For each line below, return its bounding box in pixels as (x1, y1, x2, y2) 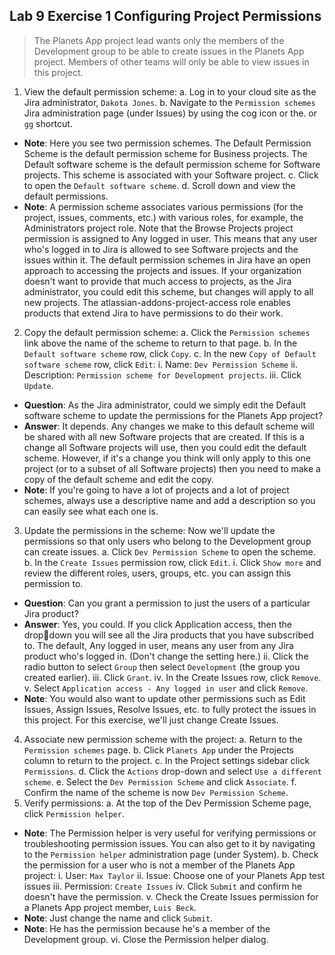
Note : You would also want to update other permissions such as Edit (23, 692, 306, 704)
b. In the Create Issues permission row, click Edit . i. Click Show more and (23, 556, 322, 568)
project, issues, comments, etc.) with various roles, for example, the (23, 211, 304, 223)
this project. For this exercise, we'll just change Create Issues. (23, 714, 279, 726)
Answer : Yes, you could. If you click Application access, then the (23, 618, 292, 630)
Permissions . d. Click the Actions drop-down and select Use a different (23, 765, 322, 777)
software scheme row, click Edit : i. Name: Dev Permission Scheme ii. (23, 358, 298, 370)
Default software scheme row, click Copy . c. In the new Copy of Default (23, 347, 317, 359)
